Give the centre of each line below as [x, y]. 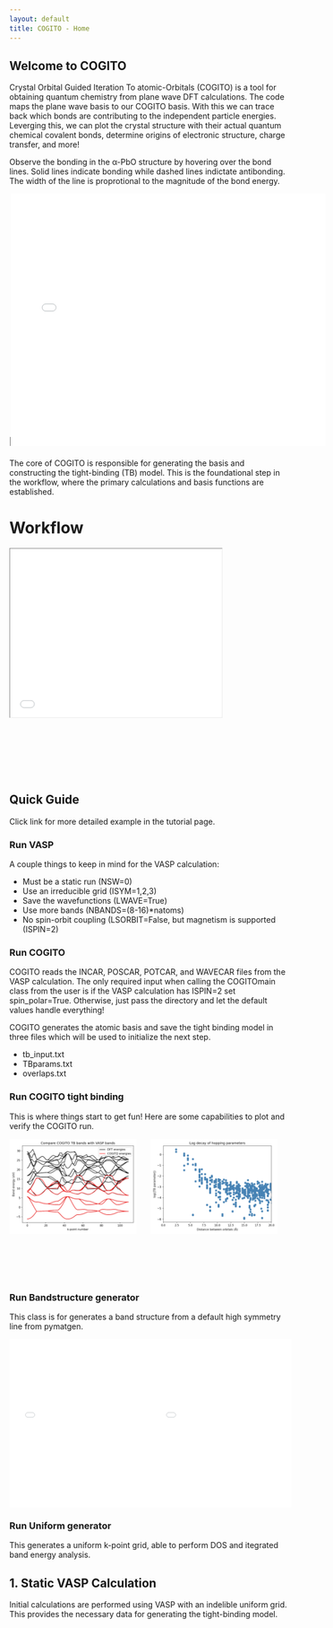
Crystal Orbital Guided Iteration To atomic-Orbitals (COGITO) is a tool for [143, 88]
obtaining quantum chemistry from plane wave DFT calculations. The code [147, 97]
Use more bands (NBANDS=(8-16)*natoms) [103, 910]
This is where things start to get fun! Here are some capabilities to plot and [147, 1116]
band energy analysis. [50, 1555]
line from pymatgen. [46, 1326]
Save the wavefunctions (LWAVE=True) [94, 901]
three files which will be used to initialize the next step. [110, 1037]
